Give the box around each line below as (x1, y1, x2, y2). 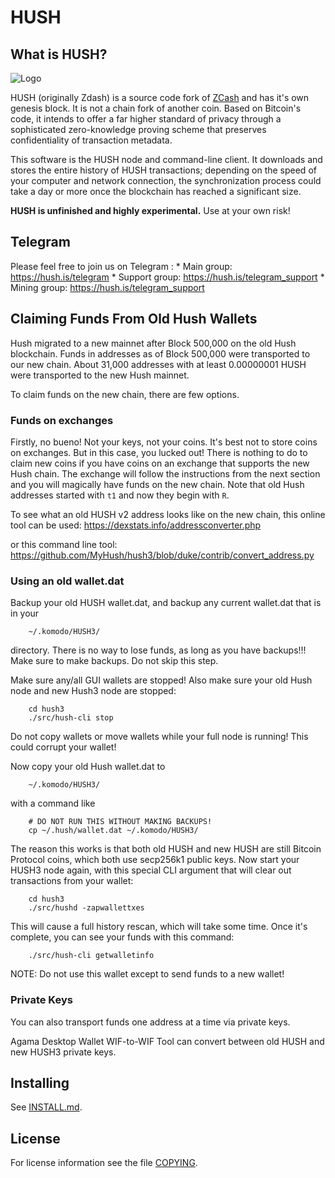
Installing (10, 1074, 70, 1091)
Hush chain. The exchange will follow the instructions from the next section (10, 467, 321, 480)
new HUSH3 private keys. (10, 1046, 117, 1058)
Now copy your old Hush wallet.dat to (10, 761, 166, 773)
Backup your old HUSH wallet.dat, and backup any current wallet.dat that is (10, 597, 322, 609)
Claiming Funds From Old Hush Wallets (10, 311, 258, 328)
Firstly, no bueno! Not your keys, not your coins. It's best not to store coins (10, 436, 318, 448)
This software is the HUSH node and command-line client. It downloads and (10, 154, 323, 165)
